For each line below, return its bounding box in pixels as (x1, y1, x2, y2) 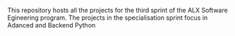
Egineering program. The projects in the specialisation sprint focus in (7, 13, 208, 22)
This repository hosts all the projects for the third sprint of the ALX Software (7, 6, 228, 14)
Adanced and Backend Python (7, 21, 96, 29)
